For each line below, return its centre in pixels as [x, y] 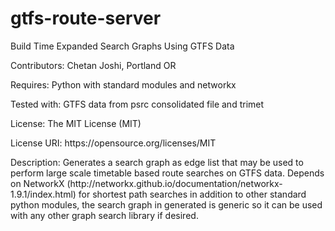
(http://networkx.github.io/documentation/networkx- [174, 183]
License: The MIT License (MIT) [76, 123]
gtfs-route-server [86, 18]
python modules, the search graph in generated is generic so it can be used [166, 204]
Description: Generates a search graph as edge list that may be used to [157, 162]
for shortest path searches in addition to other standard [192, 194]
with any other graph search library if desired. [104, 215]
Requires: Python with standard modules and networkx [123, 84]
